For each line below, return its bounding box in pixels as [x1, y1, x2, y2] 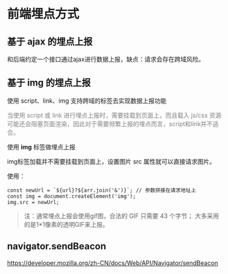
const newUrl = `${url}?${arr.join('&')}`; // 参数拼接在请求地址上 [7, 186, 197, 194]
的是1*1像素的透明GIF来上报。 [23, 220, 109, 228]
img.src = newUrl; [7, 199, 60, 206]
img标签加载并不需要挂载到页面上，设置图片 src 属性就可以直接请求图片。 [7, 157, 216, 165]
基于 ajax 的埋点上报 [7, 36, 93, 47]
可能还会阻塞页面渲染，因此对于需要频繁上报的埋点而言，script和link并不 [7, 119, 214, 127]
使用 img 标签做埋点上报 [7, 142, 76, 151]
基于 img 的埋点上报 [7, 77, 91, 89]
